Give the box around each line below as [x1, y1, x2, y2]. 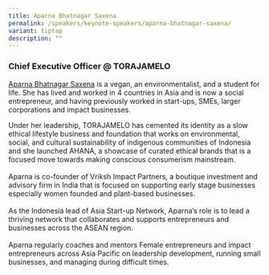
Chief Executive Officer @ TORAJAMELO [8, 61, 171, 72]
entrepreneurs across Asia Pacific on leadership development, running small [8, 248, 261, 258]
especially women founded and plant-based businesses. [8, 188, 195, 198]
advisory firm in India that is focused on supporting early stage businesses [8, 180, 255, 190]
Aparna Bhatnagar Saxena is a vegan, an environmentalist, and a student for [8, 79, 260, 88]
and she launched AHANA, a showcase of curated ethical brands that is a [8, 146, 251, 155]
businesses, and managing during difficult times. [8, 257, 169, 266]
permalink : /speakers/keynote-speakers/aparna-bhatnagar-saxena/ [8, 19, 231, 27]
